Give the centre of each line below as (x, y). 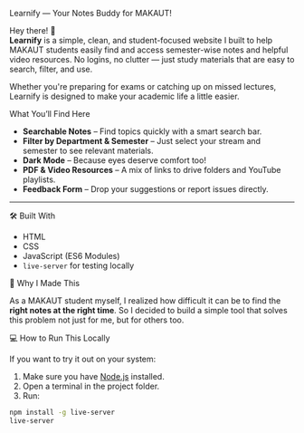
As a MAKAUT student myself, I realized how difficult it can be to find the (145, 301)
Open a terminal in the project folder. (91, 386)
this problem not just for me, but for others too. (97, 320)
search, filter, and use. (51, 69)
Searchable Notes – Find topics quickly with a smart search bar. (142, 131)
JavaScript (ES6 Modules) (71, 256)
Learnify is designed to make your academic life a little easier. (124, 96)
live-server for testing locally (78, 265)
